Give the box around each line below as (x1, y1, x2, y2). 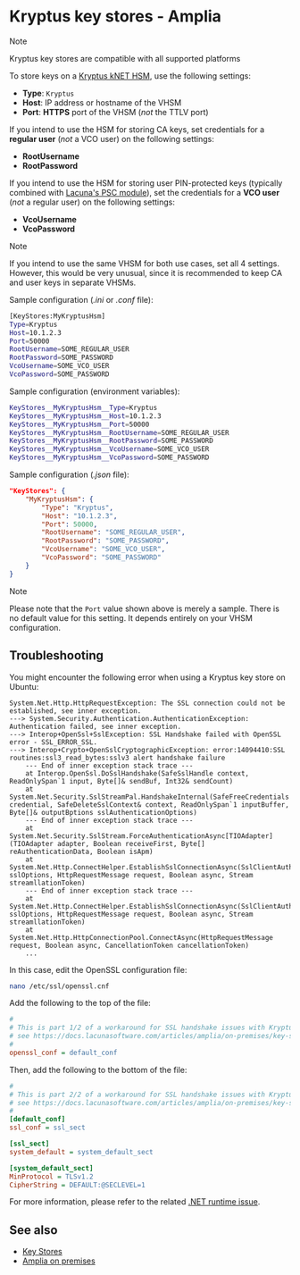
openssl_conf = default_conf (9, 1048, 118, 1057)
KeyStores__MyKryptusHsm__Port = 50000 (9, 420, 150, 429)
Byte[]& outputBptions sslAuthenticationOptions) (9, 808, 198, 817)
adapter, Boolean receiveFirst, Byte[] (56, 839, 205, 848)
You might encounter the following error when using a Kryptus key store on (9, 672, 286, 683)
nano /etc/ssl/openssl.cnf (9, 981, 110, 991)
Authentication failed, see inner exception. (9, 722, 181, 731)
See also (9, 1222, 58, 1237)
